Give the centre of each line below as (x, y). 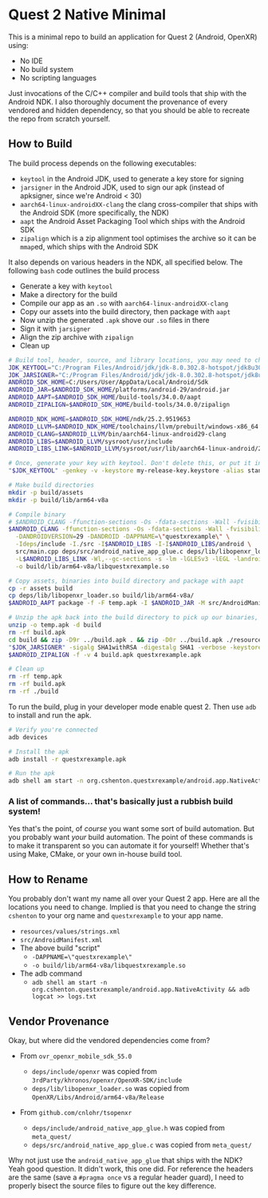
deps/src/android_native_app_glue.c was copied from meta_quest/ (142, 1145)
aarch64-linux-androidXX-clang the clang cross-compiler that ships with (139, 204)
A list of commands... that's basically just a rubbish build (121, 802)
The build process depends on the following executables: (102, 163)
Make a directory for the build (69, 294)
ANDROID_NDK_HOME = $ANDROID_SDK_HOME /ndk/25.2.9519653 (100, 419)
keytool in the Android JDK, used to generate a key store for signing (132, 178)
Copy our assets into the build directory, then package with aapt (125, 311)
